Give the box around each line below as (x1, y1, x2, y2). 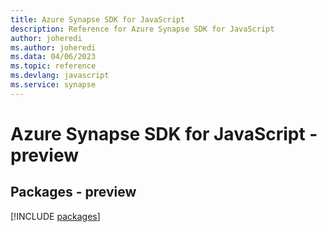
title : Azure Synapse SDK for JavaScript (10, 14, 186, 25)
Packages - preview (10, 184, 137, 201)
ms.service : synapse (10, 80, 97, 90)
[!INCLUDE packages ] (10, 210, 101, 222)
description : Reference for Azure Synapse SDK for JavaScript (10, 24, 275, 34)
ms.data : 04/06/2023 (10, 52, 97, 62)
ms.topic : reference (10, 61, 97, 71)
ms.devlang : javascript (10, 71, 110, 81)
